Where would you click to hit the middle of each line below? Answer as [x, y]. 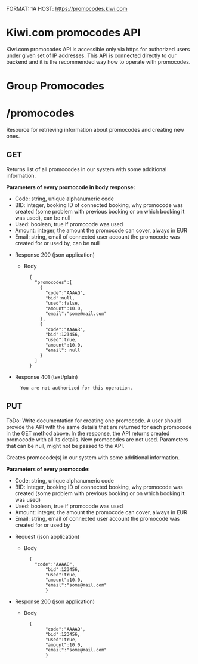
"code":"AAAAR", [65, 329]
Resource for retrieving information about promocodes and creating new [95, 130]
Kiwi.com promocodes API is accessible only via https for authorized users [98, 49]
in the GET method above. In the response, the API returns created [88, 433]
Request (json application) [47, 536]
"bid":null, [60, 298]
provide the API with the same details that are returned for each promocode [99, 427]
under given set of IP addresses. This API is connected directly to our [92, 55]
